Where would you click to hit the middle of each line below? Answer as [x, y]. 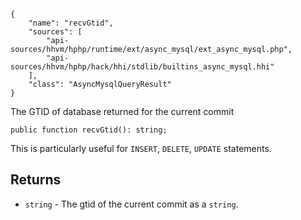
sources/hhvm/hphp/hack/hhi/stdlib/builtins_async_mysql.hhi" [142, 67]
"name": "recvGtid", [71, 23]
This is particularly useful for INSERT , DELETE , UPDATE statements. [141, 148]
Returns [36, 180]
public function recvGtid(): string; [89, 130]
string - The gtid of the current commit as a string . [131, 204]
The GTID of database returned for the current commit [122, 111]
